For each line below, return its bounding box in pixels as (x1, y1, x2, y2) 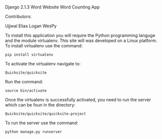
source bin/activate (5, 88, 47, 93)
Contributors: (5, 14, 32, 19)
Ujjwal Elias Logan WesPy (5, 23, 57, 29)
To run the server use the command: (5, 120, 79, 126)
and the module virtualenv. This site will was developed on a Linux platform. (5, 38, 158, 43)
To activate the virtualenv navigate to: (5, 61, 81, 66)
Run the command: (5, 79, 43, 84)
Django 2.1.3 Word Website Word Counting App (5, 4, 100, 10)
